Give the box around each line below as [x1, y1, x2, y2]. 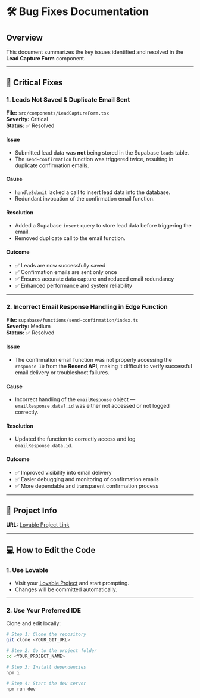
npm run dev [6, 686, 36, 692]
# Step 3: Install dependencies [6, 664, 86, 670]
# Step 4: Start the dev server [6, 680, 86, 687]
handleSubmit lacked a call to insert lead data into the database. [14, 189, 171, 196]
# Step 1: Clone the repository [6, 631, 86, 638]
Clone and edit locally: [6, 620, 61, 627]
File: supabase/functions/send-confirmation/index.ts [6, 316, 139, 323]
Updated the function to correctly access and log [14, 435, 136, 442]
